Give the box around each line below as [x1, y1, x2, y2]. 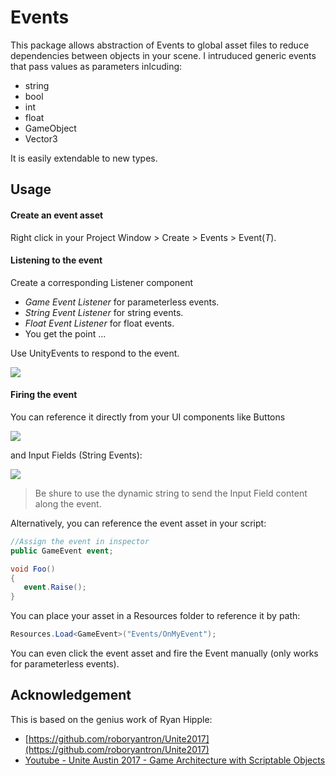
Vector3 [24, 132, 58, 145]
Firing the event [10, 389, 78, 401]
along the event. [34, 497, 102, 510]
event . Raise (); [23, 582, 87, 593]
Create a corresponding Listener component [10, 276, 194, 288]
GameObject [24, 122, 77, 134]
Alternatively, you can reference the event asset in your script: [10, 517, 267, 529]
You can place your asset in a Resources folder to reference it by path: [10, 610, 301, 622]
